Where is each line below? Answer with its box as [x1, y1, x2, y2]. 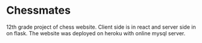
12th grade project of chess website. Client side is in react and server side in [6, 23, 196, 30]
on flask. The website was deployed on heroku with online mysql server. [6, 29, 186, 36]
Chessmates [6, 4, 71, 17]
